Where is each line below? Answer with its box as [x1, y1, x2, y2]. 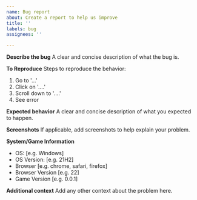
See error [15, 96, 39, 104]
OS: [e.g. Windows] [15, 150, 64, 157]
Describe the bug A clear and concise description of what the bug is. [6, 53, 179, 61]
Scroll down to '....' [15, 90, 62, 97]
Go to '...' [15, 77, 38, 84]
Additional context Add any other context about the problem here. [6, 187, 173, 195]
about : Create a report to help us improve [6, 15, 118, 21]
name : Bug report [6, 8, 50, 15]
